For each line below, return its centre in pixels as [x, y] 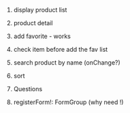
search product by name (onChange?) [67, 63]
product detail [33, 23]
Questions [28, 89]
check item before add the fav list [61, 49]
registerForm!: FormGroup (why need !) [68, 102]
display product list [40, 10]
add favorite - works [42, 36]
